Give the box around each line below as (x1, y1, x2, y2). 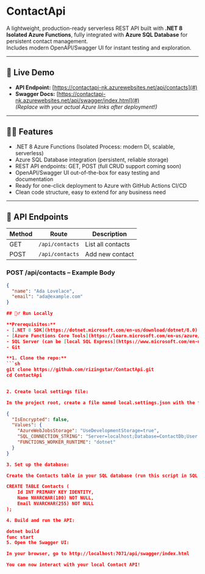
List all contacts (85, 240, 130, 249)
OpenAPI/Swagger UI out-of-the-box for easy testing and (15, 169, 160, 176)
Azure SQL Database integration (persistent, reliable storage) (15, 156, 169, 163)
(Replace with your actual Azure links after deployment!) (15, 103, 157, 111)
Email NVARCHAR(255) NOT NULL (17, 501, 95, 507)
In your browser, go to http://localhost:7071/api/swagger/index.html (6, 551, 190, 557)
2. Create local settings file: (6, 388, 88, 395)
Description (92, 230, 127, 238)
